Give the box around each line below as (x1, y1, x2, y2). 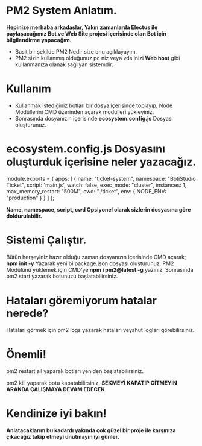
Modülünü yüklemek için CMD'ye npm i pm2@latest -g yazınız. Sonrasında (6, 266, 194, 273)
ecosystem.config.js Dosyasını (6, 142, 166, 156)
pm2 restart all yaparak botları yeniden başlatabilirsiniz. (6, 367, 144, 374)
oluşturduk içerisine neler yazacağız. (6, 155, 197, 169)
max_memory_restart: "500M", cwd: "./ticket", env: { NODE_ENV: (6, 187, 167, 195)
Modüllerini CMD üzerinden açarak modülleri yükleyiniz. (14, 108, 154, 115)
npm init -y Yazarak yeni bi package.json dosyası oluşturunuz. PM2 (6, 260, 174, 267)
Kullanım (6, 82, 51, 96)
